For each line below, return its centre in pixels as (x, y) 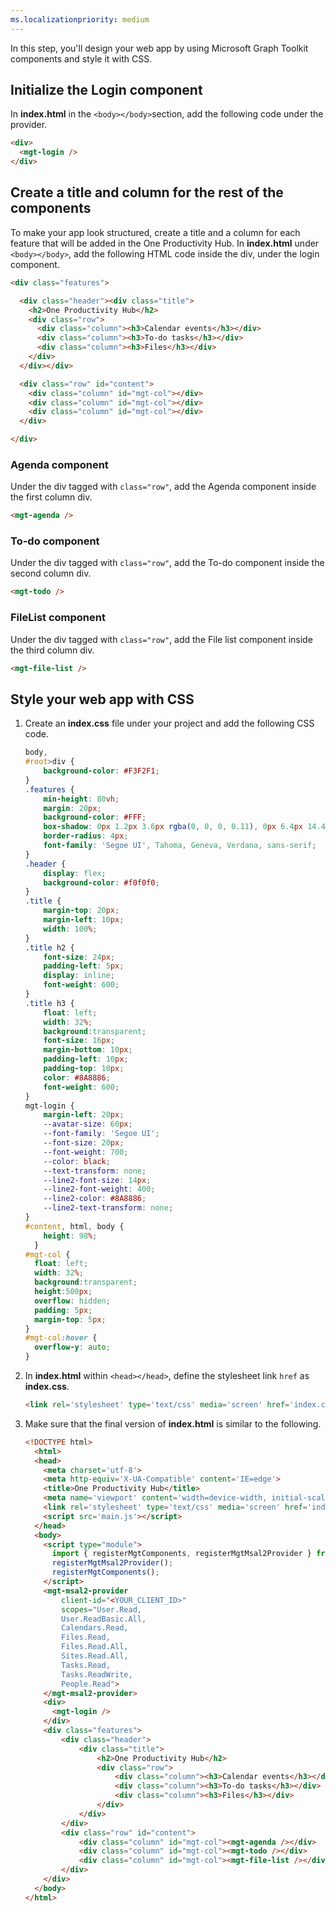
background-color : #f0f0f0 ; (101, 882)
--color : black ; (77, 1161)
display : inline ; (79, 976)
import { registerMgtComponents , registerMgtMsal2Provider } (181, 1554)
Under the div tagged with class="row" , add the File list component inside (161, 639)
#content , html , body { (74, 1226)
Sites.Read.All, (95, 1656)
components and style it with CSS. (81, 58)
